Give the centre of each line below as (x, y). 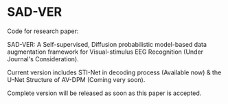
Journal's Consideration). (43, 59)
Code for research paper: (43, 31)
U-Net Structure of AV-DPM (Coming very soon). (76, 79)
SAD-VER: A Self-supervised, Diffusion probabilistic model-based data (107, 44)
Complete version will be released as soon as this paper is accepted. (104, 93)
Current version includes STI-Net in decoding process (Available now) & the (114, 72)
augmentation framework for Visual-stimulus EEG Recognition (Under (105, 52)
